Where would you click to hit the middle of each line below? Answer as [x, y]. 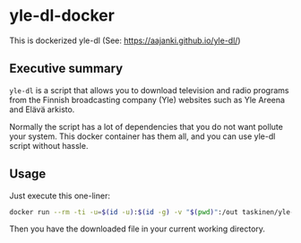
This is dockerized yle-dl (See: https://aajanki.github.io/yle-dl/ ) [125, 40]
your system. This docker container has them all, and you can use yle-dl [142, 136]
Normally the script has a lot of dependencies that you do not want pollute [146, 126]
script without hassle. [49, 145]
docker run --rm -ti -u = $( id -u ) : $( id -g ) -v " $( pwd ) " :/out [124, 212]
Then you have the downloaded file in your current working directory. [138, 229]
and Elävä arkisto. [42, 109]
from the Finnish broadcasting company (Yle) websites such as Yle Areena [147, 100]
